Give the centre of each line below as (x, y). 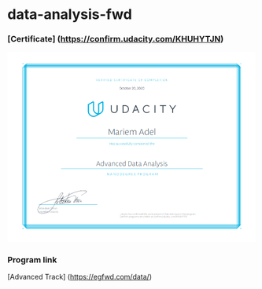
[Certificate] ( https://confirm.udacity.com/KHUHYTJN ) (116, 39)
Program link (32, 259)
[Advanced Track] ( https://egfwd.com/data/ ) (80, 277)
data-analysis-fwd (70, 15)
